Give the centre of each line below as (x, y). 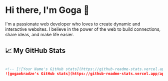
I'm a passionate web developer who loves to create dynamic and (73, 24)
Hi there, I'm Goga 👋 (47, 10)
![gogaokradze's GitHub (30, 74)
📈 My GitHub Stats (35, 51)
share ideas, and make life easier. (39, 34)
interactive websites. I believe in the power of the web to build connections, (83, 29)
